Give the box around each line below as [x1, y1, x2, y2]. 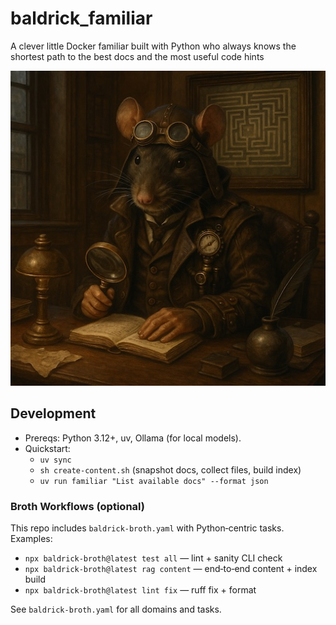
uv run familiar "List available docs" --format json [39, 476, 269, 486]
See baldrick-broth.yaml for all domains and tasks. [10, 603, 222, 616]
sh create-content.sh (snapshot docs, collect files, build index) [39, 463, 302, 476]
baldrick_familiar [10, 7, 153, 30]
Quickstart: [24, 442, 71, 454]
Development [10, 405, 97, 422]
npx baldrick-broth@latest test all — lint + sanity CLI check [24, 552, 283, 564]
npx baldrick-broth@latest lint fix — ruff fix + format [24, 584, 257, 596]
